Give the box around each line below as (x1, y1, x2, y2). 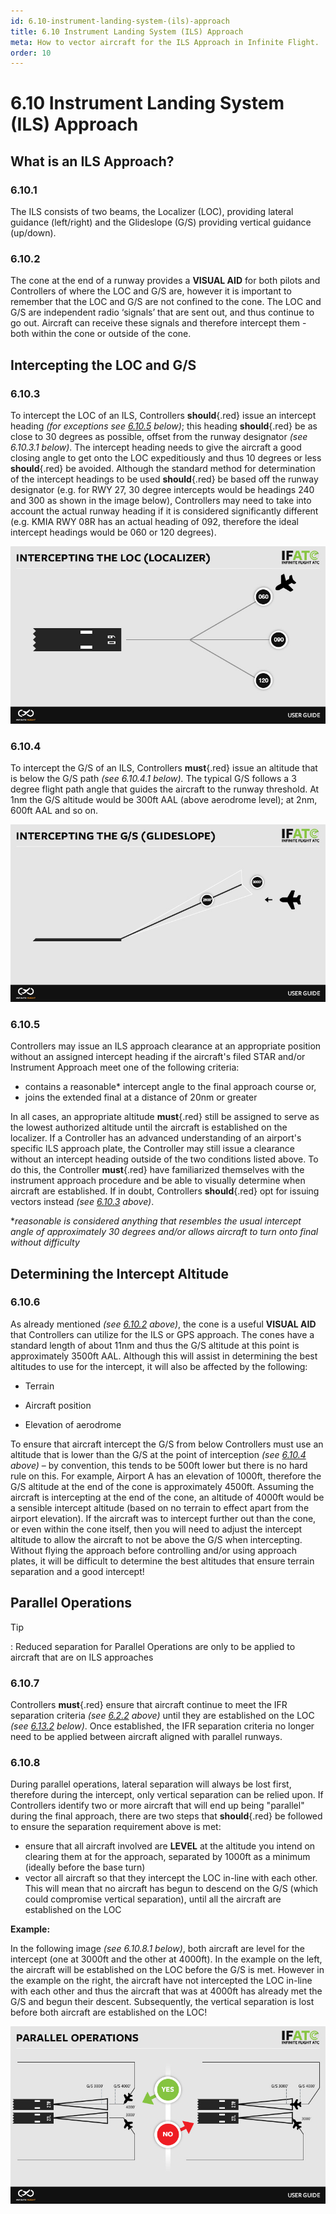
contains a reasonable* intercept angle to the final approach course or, (24, 1081, 317, 1093)
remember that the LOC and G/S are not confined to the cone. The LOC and (10, 296, 322, 308)
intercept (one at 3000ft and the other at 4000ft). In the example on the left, (10, 1953, 323, 1965)
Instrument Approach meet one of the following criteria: (10, 1061, 240, 1074)
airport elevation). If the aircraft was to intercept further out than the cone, (10, 1512, 317, 1524)
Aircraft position (24, 1399, 92, 1411)
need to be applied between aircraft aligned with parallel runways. (10, 1730, 283, 1742)
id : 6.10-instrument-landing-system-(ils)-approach (10, 16, 230, 26)
